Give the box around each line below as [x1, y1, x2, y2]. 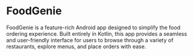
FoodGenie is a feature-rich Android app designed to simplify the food [6, 24, 181, 31]
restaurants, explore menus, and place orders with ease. [6, 43, 147, 50]
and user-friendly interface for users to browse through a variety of [6, 36, 174, 43]
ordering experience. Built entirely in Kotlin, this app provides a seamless [6, 30, 188, 37]
